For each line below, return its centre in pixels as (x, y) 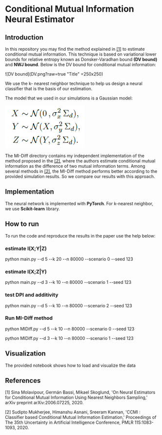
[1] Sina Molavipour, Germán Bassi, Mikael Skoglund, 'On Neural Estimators (80, 392)
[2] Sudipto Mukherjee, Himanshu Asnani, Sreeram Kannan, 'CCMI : (73, 412)
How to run (22, 224)
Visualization (26, 354)
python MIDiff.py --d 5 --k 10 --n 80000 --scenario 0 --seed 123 (70, 329)
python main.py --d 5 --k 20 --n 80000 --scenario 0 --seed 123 (69, 259)
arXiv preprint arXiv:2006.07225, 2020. (44, 403)
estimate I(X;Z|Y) (26, 272)
